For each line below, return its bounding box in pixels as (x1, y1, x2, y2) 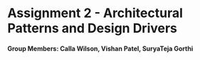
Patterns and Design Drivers (7, 20, 178, 36)
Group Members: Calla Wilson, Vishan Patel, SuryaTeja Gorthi (7, 44, 194, 53)
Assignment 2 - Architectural (7, 5, 184, 21)
